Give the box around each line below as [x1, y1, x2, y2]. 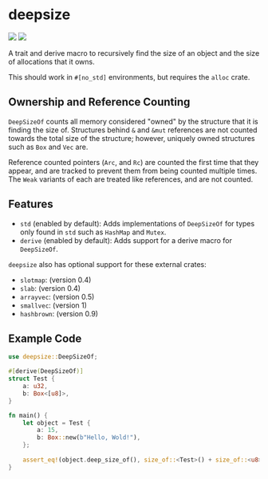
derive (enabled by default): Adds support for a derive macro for [19, 235, 233, 245]
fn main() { [8, 411, 48, 419]
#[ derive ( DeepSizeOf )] [8, 367, 84, 375]
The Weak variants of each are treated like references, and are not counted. [8, 174, 254, 184]
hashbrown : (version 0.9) [19, 308, 98, 318]
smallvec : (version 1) [19, 300, 88, 310]
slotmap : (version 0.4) [19, 275, 92, 285]
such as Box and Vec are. [8, 142, 89, 151]
